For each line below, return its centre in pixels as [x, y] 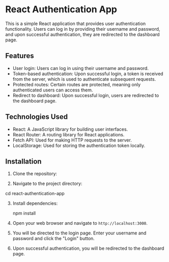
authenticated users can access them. [53, 90]
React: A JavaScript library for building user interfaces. [70, 129]
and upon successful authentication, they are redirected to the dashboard [82, 34]
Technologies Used [36, 117]
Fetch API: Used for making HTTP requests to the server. [72, 140]
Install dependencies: [35, 203]
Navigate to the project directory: [47, 184]
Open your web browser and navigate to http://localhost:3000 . [80, 223]
